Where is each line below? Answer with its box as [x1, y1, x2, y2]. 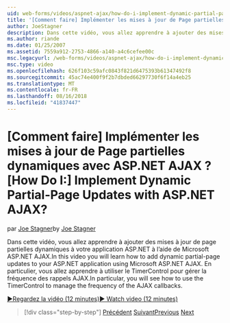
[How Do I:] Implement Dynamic [7, 173, 192, 189]
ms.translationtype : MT [7, 80, 75, 87]
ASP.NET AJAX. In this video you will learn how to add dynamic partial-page [7, 252, 220, 261]
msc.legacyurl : [7, 55, 51, 62]
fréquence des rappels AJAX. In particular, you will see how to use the [7, 274, 204, 282]
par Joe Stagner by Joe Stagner [7, 224, 96, 232]
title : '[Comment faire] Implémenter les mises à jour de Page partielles [7, 16, 225, 23]
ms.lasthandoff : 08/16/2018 [7, 93, 88, 100]
